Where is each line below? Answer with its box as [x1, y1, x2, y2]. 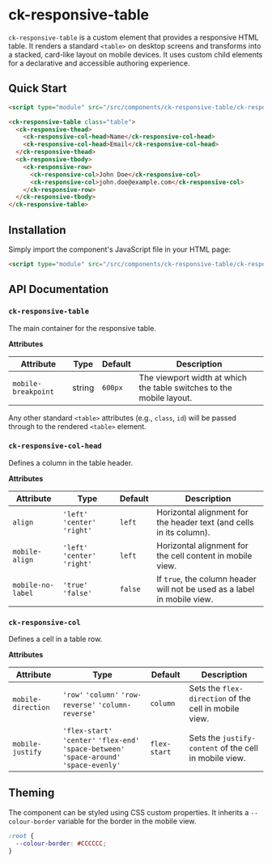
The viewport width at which [138, 372, 247, 383]
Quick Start [8, 82, 67, 96]
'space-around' [62, 753, 121, 762]
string [71, 382, 95, 393]
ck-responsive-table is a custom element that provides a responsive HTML [8, 32, 259, 42]
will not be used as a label [156, 583, 255, 594]
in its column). [156, 526, 210, 538]
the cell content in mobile [156, 550, 253, 561]
